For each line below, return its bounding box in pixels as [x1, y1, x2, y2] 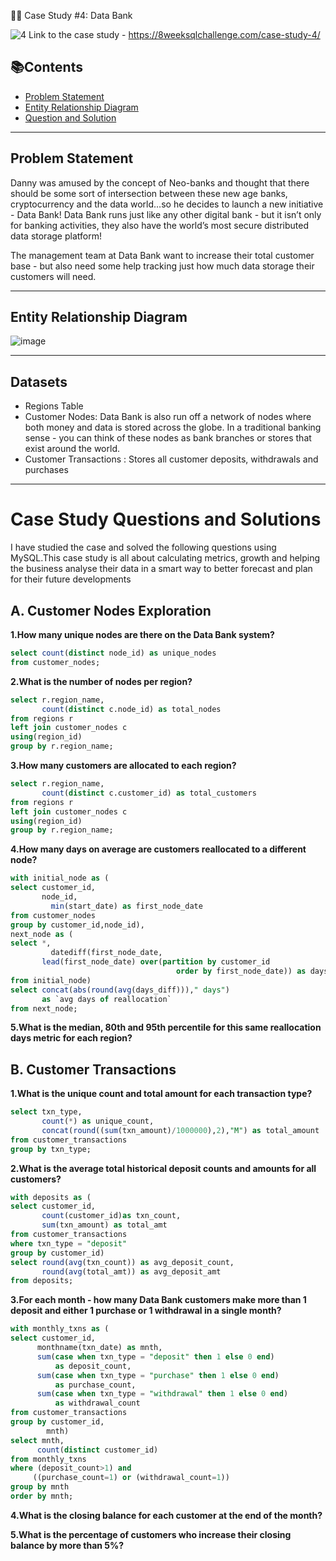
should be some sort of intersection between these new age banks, [10, 187, 288, 199]
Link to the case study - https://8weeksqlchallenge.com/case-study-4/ [28, 29, 321, 40]
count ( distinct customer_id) [36, 1445, 159, 1455]
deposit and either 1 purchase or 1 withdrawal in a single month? [10, 1305, 282, 1317]
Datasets [10, 373, 68, 390]
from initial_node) [10, 975, 92, 985]
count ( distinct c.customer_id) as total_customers [41, 788, 257, 798]
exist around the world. [24, 443, 120, 455]
